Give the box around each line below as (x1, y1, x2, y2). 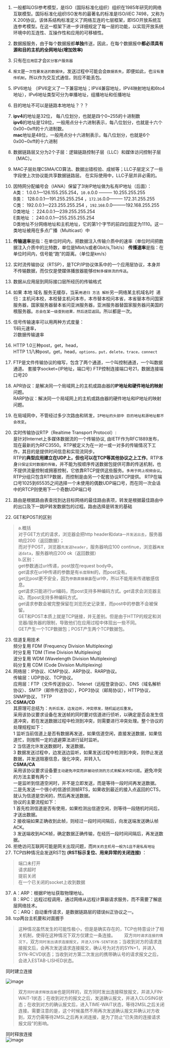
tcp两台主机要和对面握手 (13, 915, 65, 921)
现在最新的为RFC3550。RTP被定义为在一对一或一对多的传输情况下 (13, 442, 152, 448)
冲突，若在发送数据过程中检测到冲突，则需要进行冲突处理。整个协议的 (17, 718, 163, 724)
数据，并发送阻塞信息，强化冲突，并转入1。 (13, 756, 104, 761)
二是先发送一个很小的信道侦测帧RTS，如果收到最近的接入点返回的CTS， (13, 786, 163, 792)
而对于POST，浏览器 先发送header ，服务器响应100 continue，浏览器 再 (18, 544, 161, 550)
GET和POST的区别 (13, 514, 52, 520)
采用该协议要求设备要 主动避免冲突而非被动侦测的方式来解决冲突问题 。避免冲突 (13, 768, 162, 773)
